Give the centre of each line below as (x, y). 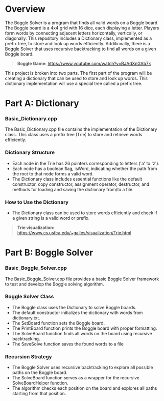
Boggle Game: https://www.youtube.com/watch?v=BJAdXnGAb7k (84, 63)
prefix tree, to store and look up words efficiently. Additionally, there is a (78, 43)
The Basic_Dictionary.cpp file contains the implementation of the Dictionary (81, 129)
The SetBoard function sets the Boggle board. (59, 323)
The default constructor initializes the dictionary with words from (77, 313)
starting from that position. (39, 394)
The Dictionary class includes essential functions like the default (77, 179)
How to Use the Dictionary (37, 202)
